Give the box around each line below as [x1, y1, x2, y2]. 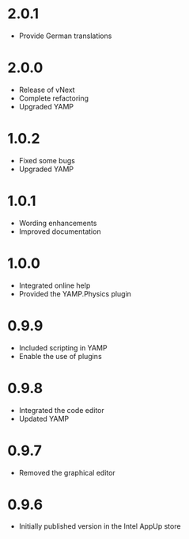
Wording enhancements [18, 218, 97, 227]
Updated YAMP [18, 414, 70, 423]
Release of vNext [18, 85, 76, 94]
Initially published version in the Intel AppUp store [18, 522, 181, 531]
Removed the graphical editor [18, 468, 115, 477]
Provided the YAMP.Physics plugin [18, 289, 132, 298]
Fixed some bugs [18, 155, 76, 165]
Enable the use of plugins [18, 351, 102, 361]
